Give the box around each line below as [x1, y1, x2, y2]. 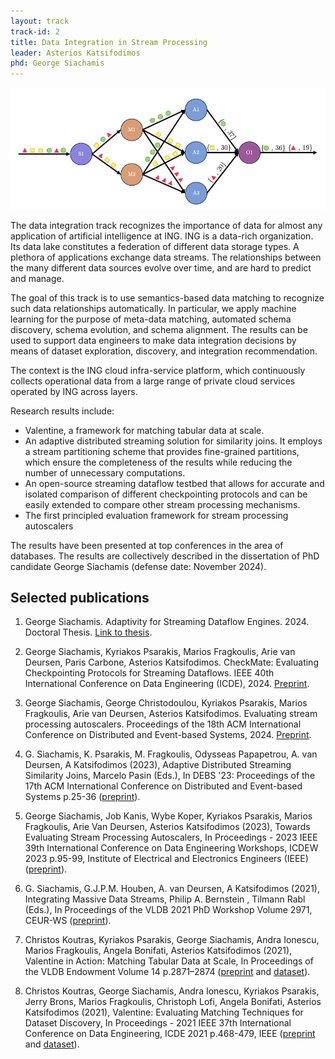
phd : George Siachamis [10, 58, 105, 69]
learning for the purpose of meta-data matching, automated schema [10, 313, 292, 325]
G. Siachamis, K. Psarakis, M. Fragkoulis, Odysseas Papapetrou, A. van [24, 748, 318, 760]
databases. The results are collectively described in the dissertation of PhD [10, 550, 320, 562]
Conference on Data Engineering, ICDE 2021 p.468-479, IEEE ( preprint [24, 1028, 316, 1040]
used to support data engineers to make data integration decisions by [10, 334, 297, 346]
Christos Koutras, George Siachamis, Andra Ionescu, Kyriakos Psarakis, [24, 985, 320, 997]
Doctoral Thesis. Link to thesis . [24, 626, 153, 639]
